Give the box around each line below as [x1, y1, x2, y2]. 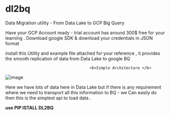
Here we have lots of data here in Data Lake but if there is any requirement [5, 84, 161, 90]
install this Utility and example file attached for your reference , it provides [5, 50, 160, 56]
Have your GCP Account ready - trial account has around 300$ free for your [5, 29, 165, 35]
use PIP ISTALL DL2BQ [5, 104, 54, 110]
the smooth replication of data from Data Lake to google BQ [5, 55, 131, 61]
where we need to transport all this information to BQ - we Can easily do [5, 89, 157, 95]
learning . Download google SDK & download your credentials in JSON [5, 35, 153, 41]
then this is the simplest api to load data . [5, 95, 92, 101]
